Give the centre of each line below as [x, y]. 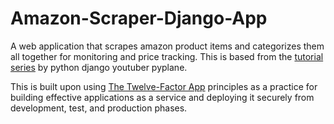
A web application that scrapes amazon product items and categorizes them [167, 46]
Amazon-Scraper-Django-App [139, 18]
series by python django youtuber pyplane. [99, 67]
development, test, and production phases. [99, 108]
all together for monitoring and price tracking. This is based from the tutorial [167, 56]
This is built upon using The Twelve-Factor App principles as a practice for [164, 86]
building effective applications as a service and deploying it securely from [162, 97]
